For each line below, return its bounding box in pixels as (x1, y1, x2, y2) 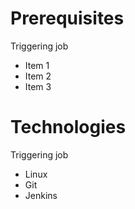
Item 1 (24, 59, 50, 71)
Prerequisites (10, 7, 125, 30)
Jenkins (24, 189, 58, 201)
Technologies (10, 116, 127, 139)
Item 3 (24, 80, 52, 92)
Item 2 (24, 70, 52, 82)
